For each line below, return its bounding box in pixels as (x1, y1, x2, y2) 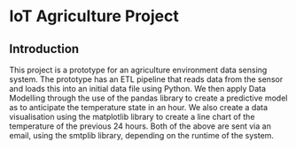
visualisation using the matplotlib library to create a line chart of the (9, 112, 255, 122)
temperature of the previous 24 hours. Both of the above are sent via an (9, 121, 272, 131)
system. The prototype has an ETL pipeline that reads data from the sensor (9, 74, 284, 85)
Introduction (9, 41, 80, 56)
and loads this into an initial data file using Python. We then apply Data (9, 84, 267, 93)
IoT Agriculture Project (9, 6, 179, 26)
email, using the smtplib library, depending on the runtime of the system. (9, 130, 275, 140)
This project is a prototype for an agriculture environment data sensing (9, 64, 268, 75)
